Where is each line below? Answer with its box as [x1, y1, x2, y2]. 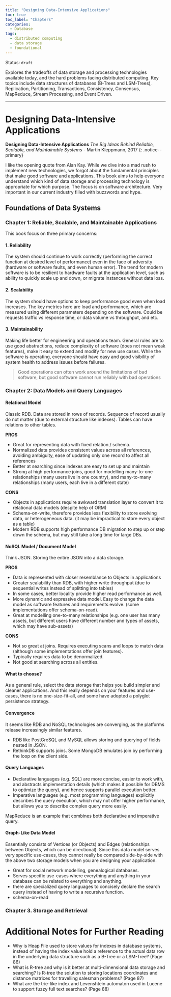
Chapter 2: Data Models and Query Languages [5, 387, 122, 394]
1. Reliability [5, 242, 32, 248]
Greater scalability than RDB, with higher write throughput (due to [12, 580, 150, 586]
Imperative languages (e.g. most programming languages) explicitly [12, 792, 154, 798]
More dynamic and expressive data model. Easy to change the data [12, 596, 154, 602]
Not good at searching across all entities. [12, 659, 99, 665]
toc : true [5, 12, 26, 17]
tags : [5, 31, 17, 36]
